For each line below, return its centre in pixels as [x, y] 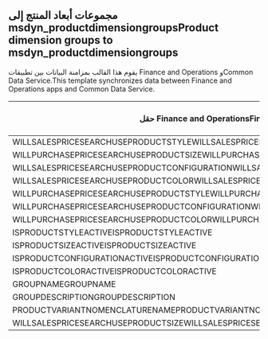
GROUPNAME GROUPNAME [64, 284]
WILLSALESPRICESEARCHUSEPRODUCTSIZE [98, 322]
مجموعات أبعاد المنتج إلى [63, 16]
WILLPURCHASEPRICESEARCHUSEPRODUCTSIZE [107, 154]
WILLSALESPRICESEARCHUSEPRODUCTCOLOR [103, 181]
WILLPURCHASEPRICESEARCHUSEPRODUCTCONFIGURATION [132, 206]
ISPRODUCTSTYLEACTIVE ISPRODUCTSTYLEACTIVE [112, 232]
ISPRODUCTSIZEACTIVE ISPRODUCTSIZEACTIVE [104, 245]
